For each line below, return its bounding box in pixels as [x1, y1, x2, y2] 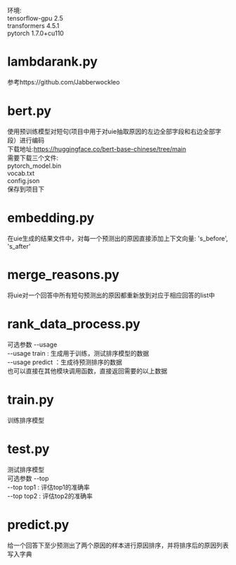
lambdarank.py [7, 54, 98, 70]
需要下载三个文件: [7, 154, 59, 162]
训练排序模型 [7, 416, 44, 424]
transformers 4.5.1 [7, 22, 60, 30]
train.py [7, 392, 54, 407]
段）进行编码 [7, 136, 44, 144]
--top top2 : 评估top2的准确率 [7, 492, 93, 500]
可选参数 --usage [7, 340, 58, 349]
